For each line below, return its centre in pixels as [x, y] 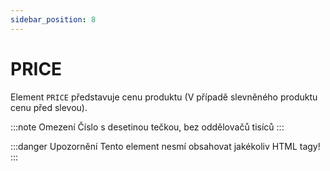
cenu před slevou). [49, 107]
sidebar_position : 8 [53, 19]
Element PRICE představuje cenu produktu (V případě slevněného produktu [164, 97]
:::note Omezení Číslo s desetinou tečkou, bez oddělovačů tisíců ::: [147, 127]
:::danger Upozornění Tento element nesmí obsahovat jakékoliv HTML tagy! [165, 146]
